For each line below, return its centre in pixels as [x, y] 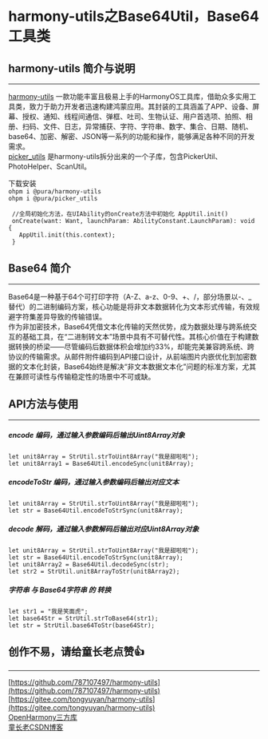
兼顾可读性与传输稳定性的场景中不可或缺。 [85, 376]
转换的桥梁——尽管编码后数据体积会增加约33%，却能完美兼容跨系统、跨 [135, 346]
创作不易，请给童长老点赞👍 [77, 652]
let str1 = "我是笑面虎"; [48, 611]
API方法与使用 [43, 404]
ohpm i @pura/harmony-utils [55, 192]
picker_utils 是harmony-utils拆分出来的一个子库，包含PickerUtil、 [115, 156]
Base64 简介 [40, 268]
